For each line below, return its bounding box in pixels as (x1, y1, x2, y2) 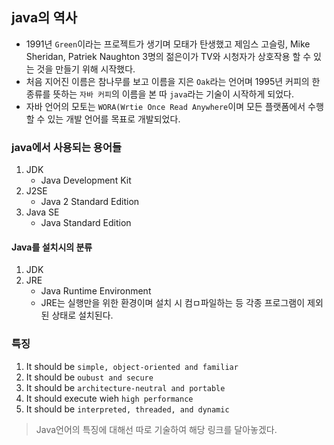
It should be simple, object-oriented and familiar (25, 360, 239, 372)
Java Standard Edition (40, 217, 132, 229)
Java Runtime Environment (40, 285, 152, 297)
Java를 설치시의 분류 (11, 241, 93, 253)
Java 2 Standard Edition (40, 196, 140, 208)
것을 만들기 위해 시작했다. (36, 63, 136, 75)
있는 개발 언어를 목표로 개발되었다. (47, 113, 181, 125)
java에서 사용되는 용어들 (11, 140, 123, 154)
